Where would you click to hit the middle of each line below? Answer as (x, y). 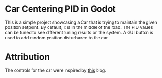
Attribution (27, 57)
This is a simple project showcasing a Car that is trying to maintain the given (81, 22)
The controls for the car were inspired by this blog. (56, 70)
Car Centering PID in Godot (61, 9)
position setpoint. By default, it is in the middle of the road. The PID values (79, 27)
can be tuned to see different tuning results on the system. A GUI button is (79, 32)
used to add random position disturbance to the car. (57, 38)
